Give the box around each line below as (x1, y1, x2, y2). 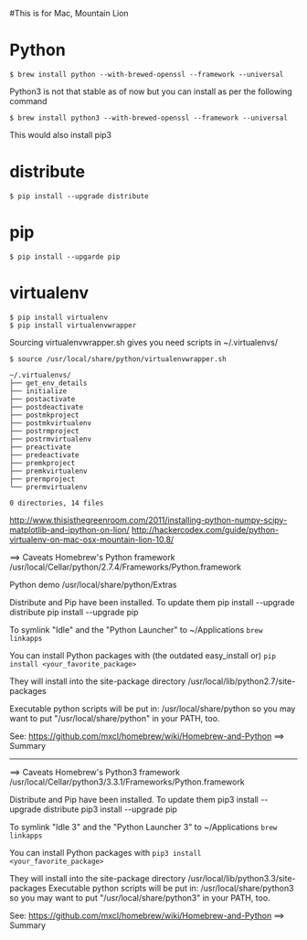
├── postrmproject (9, 426, 79, 435)
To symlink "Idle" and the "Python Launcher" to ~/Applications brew (9, 624, 263, 635)
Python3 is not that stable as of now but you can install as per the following (9, 86, 292, 97)
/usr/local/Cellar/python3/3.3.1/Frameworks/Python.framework (9, 776, 245, 787)
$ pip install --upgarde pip (9, 251, 121, 262)
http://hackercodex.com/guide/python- (131, 524, 280, 535)
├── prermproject (9, 475, 76, 484)
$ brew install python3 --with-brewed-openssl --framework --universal (9, 113, 288, 123)
